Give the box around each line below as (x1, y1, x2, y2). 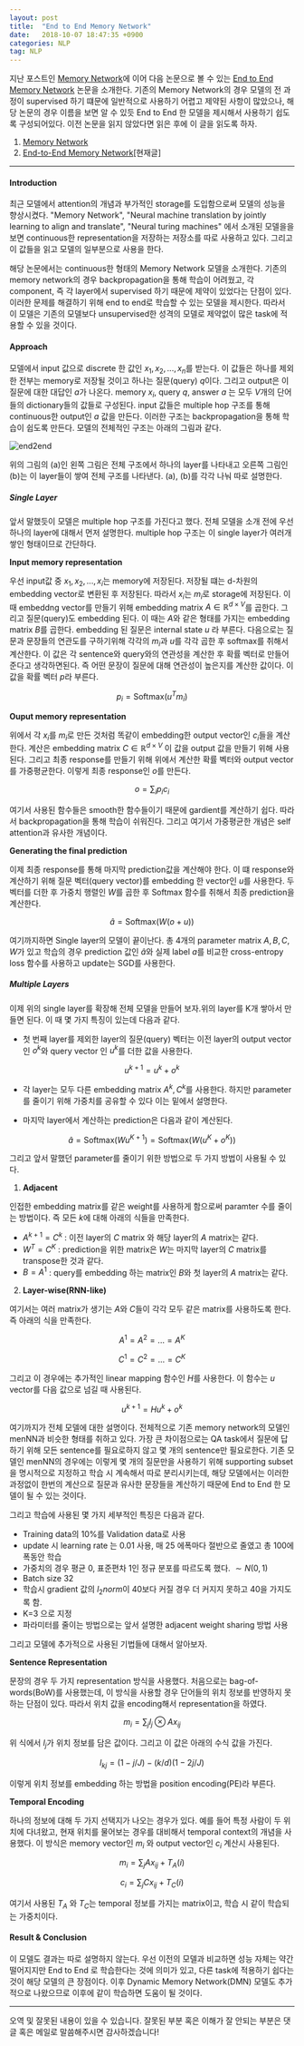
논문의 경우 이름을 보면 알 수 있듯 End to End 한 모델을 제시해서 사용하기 (18, 107, 274, 118)
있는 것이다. (44, 1490, 87, 1502)
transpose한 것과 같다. (22, 1255, 104, 1266)
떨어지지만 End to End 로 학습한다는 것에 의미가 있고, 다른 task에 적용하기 (9, 1964, 271, 1975)
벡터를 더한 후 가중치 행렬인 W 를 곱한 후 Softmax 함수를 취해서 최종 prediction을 (9, 886, 295, 897)
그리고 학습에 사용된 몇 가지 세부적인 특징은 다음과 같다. (9, 1510, 205, 1521)
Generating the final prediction (9, 845, 128, 856)
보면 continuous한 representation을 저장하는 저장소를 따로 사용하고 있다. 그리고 (9, 232, 293, 243)
